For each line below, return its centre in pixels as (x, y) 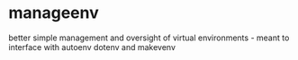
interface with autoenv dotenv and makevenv (92, 47)
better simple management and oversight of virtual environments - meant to (149, 38)
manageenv (54, 13)
